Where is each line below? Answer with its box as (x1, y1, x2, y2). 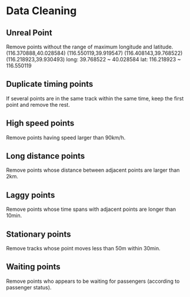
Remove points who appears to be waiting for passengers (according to (6, 278, 180, 285)
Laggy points (6, 190, 55, 200)
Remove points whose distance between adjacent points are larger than (6, 167, 180, 174)
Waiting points (6, 262, 61, 272)
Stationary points (6, 229, 71, 239)
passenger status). (6, 283, 52, 291)
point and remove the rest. (6, 101, 71, 108)
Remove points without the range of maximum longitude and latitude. (6, 43, 174, 50)
